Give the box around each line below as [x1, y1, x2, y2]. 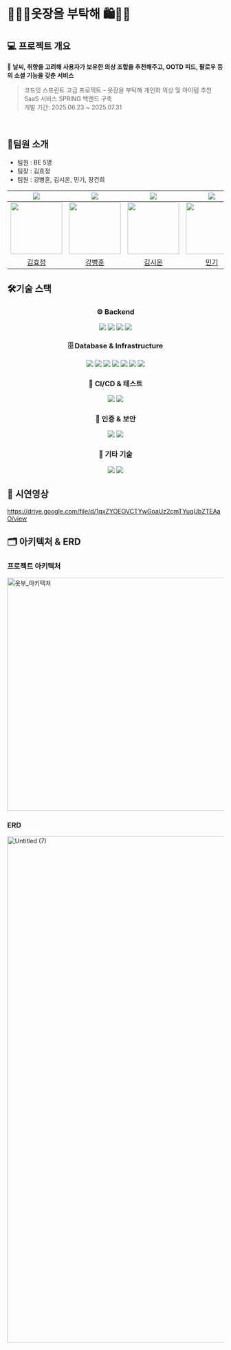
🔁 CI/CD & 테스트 [88, 379, 143, 388]
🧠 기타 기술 [98, 450, 133, 459]
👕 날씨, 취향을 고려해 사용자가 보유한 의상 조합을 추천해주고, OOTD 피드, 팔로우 [7, 63, 217, 71]
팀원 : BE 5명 [16, 158, 53, 166]
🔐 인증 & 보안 [95, 414, 136, 424]
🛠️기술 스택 [7, 283, 52, 295]
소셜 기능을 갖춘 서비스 [14, 72, 74, 79]
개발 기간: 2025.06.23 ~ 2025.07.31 [23, 103, 122, 111]
